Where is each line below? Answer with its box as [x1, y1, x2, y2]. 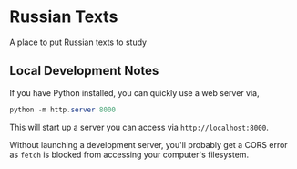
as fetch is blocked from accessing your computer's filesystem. [9, 149, 249, 160]
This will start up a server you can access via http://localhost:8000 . [9, 121, 269, 132]
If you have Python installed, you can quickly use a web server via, [9, 87, 260, 98]
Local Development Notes [9, 63, 159, 79]
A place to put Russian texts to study [9, 37, 148, 48]
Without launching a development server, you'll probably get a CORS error [9, 139, 289, 150]
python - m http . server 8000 [9, 105, 117, 114]
